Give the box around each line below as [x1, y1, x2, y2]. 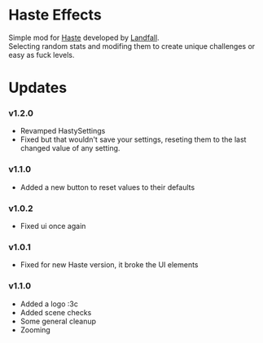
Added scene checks [20, 307, 92, 317]
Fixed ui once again [20, 222, 86, 231]
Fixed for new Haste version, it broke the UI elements [20, 260, 199, 270]
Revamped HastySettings [20, 126, 106, 136]
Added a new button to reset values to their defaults [20, 182, 195, 192]
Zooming [20, 324, 50, 335]
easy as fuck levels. [8, 50, 75, 59]
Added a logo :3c [20, 299, 79, 309]
